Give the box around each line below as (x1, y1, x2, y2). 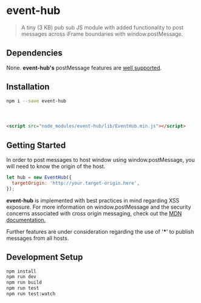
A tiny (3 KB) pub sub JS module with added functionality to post (21, 24, 184, 31)
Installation (6, 82, 50, 92)
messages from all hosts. (6, 234, 69, 242)
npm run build (6, 279, 43, 286)
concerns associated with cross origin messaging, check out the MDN (6, 209, 182, 217)
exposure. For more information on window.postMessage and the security (6, 203, 191, 211)
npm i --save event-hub (6, 98, 67, 104)
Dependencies (6, 48, 63, 58)
